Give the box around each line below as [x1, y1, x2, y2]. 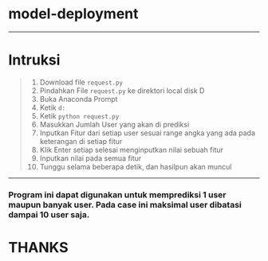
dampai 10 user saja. [8, 208, 90, 220]
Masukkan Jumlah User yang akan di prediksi [39, 119, 190, 129]
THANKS [8, 238, 69, 256]
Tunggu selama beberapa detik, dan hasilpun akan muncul [39, 162, 232, 171]
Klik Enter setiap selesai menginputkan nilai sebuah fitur [39, 145, 224, 154]
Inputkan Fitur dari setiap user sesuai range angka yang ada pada [39, 128, 256, 138]
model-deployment [8, 5, 139, 23]
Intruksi [8, 51, 61, 69]
